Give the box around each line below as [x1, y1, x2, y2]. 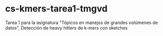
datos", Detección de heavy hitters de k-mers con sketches [5, 24, 128, 30]
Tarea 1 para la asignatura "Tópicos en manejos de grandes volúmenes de [5, 19, 158, 25]
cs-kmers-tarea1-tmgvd [5, 3, 108, 14]
